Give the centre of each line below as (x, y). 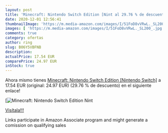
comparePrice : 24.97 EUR (31, 61)
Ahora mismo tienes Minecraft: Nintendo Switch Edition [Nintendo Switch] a (83, 80)
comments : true (21, 33)
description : (19, 52)
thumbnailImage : (22, 24)
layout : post (19, 10)
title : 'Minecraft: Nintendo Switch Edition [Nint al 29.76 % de (74, 15)
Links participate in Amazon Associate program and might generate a (76, 120)
